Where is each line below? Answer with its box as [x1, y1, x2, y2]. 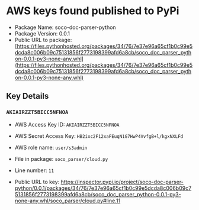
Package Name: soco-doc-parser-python [14, 24, 117, 31]
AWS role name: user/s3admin [14, 144, 88, 151]
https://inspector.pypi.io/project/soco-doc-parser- [60, 178, 184, 185]
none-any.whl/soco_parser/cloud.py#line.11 [14, 197, 121, 204]
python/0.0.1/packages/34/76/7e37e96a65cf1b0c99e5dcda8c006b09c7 [14, 185, 192, 192]
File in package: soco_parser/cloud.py [14, 155, 108, 162]
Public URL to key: [14, 178, 60, 185]
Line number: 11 [14, 167, 54, 174]
